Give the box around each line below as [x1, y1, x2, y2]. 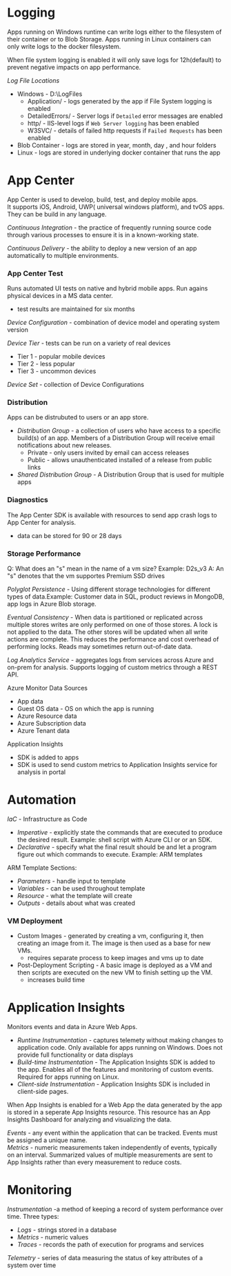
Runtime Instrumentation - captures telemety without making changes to [17, 1036, 224, 1044]
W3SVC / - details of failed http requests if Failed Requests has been [27, 126, 223, 134]
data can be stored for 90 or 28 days [17, 531, 122, 539]
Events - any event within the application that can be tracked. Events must [7, 1129, 218, 1137]
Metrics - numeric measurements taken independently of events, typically [7, 1144, 217, 1152]
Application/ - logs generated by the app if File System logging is [27, 97, 212, 105]
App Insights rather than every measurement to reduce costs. [7, 1158, 182, 1166]
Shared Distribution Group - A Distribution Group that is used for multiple [17, 470, 224, 479]
